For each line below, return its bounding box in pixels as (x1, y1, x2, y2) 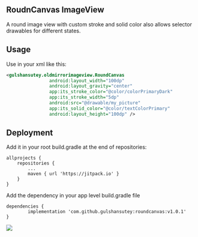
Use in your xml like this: (6, 60, 67, 68)
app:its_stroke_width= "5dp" (49, 94, 119, 101)
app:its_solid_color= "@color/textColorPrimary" (49, 105, 170, 112)
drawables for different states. (6, 27, 81, 34)
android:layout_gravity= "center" (49, 83, 133, 89)
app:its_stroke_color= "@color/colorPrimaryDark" (49, 89, 173, 95)
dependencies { (6, 203, 44, 209)
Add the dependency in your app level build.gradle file (6, 192, 140, 199)
